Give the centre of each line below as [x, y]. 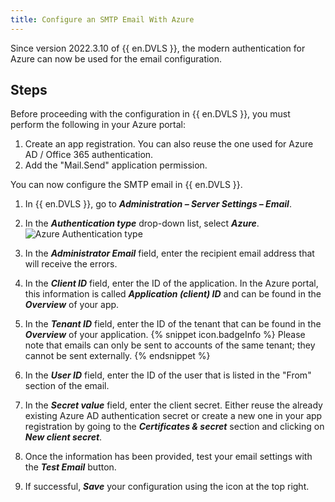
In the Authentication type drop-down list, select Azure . [142, 223]
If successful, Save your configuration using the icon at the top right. [167, 487]
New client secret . [63, 437]
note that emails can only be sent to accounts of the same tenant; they [170, 345]
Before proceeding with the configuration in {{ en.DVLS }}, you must [150, 114]
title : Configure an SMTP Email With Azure [102, 19]
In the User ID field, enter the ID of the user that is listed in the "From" [168, 375]
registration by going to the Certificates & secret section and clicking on [174, 427]
